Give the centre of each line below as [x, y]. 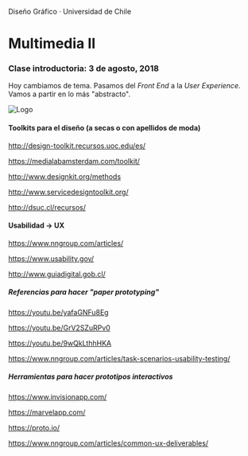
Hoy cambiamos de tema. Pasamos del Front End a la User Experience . [124, 86]
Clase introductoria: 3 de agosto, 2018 [83, 68]
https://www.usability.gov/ [51, 259]
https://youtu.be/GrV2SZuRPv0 [60, 327]
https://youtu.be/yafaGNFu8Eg [58, 312]
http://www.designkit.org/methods [65, 176]
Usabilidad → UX [37, 225]
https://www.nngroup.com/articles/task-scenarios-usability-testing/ [119, 358]
